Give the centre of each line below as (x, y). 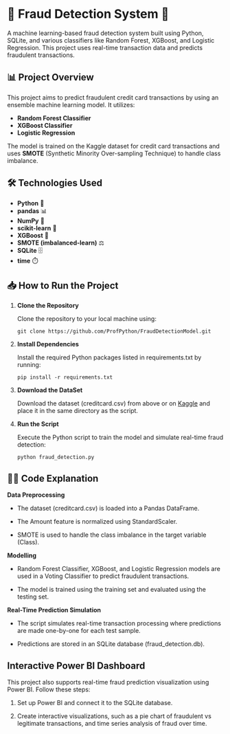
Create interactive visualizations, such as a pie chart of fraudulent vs (114, 716)
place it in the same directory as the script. (78, 411)
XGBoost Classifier (45, 125)
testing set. (33, 597)
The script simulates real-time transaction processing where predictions (119, 623)
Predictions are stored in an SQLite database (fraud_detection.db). (111, 644)
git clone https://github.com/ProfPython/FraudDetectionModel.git (114, 332)
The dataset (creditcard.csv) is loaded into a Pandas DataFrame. (108, 509)
